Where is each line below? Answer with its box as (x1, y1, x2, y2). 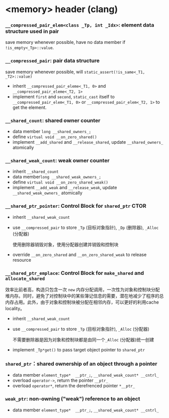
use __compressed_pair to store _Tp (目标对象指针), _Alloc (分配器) (12, 326, 150, 332)
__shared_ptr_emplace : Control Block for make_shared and (5, 269, 144, 276)
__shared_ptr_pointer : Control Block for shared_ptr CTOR (5, 203, 147, 210)
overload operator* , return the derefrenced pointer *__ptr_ (12, 383, 135, 389)
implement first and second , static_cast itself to (12, 93, 115, 99)
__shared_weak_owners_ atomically (12, 190, 83, 196)
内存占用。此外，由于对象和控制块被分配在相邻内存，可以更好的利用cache (5, 299, 159, 305)
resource (12, 257, 32, 263)
